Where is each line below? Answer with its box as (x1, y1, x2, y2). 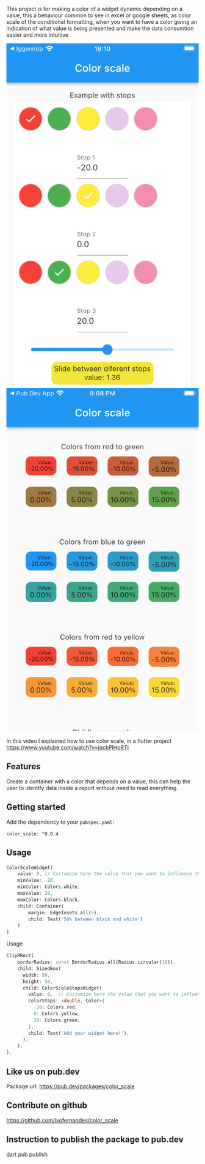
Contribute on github (6, 1100, 87, 1111)
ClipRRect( (6, 953, 34, 959)
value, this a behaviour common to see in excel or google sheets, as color (6, 12, 192, 19)
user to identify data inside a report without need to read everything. (6, 784, 178, 791)
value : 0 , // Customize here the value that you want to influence (17, 871, 192, 877)
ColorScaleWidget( (6, 864, 53, 871)
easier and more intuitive (6, 31, 69, 39)
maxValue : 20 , (17, 890, 53, 897)
